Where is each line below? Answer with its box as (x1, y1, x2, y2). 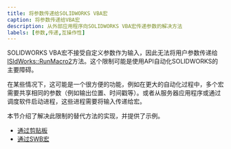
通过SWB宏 (16, 135, 49, 144)
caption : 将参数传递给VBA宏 (7, 16, 80, 23)
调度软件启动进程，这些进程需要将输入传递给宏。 (7, 97, 146, 106)
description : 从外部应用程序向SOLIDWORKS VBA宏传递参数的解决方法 (7, 23, 183, 29)
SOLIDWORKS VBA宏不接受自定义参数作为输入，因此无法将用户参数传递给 (7, 49, 218, 57)
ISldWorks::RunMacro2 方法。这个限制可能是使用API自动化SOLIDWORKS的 (7, 57, 219, 66)
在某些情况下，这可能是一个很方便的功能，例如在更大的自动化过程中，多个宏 (7, 80, 224, 89)
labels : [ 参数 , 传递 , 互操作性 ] (7, 29, 86, 36)
